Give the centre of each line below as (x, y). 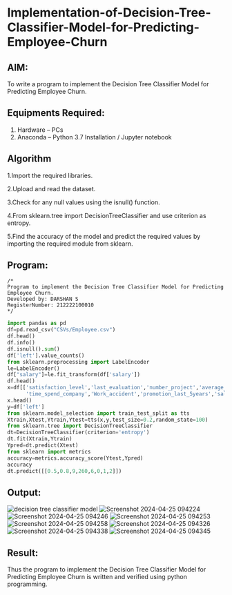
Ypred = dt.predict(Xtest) (43, 446)
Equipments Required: (56, 113)
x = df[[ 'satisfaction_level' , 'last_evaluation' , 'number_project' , (103, 388)
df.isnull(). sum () (33, 349)
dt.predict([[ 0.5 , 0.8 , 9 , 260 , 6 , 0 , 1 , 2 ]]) (65, 471)
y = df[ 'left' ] (26, 407)
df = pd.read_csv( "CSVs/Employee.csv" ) (61, 330)
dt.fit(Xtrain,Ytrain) (40, 439)
